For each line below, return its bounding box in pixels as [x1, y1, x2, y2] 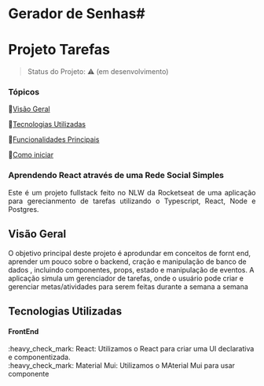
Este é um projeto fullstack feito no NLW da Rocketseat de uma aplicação [8, 187, 256, 197]
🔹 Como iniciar [8, 150, 53, 160]
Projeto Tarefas [8, 41, 110, 59]
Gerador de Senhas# [8, 5, 145, 23]
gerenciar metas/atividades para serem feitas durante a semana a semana [8, 281, 249, 291]
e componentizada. [8, 352, 71, 362]
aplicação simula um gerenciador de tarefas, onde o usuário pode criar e [8, 273, 244, 283]
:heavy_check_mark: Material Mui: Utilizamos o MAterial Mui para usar [8, 361, 236, 370]
